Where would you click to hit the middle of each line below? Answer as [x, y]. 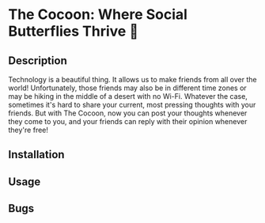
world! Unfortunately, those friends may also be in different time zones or [127, 88]
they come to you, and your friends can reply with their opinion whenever [128, 121]
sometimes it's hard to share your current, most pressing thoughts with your [132, 105]
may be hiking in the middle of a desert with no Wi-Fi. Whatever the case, [128, 96]
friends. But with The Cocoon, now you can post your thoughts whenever [128, 113]
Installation [36, 155]
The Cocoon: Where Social [98, 15]
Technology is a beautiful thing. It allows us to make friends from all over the [132, 79]
